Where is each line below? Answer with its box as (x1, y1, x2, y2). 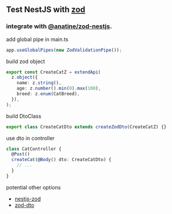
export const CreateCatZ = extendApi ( (6, 69, 101, 75)
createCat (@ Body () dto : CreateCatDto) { (11, 157, 112, 163)
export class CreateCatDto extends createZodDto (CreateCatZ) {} (6, 123, 167, 130)
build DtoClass (6, 112, 42, 119)
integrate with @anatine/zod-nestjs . (6, 22, 113, 31)
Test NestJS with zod (6, 5, 86, 15)
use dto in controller (6, 135, 55, 142)
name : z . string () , (16, 80, 62, 86)
